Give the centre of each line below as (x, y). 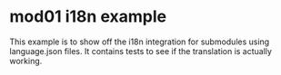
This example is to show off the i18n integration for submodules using (140, 42)
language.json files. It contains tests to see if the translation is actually (141, 51)
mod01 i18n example (88, 17)
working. (26, 61)
